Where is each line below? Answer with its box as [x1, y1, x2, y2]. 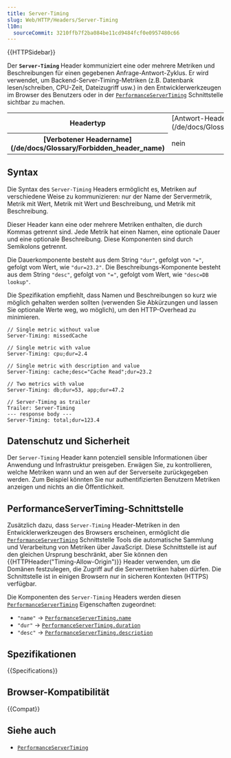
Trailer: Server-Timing [7, 404, 76, 411]
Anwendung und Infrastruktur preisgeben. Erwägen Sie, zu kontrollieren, [7, 461, 212, 469]
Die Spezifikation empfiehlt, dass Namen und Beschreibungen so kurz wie [7, 291, 217, 299]
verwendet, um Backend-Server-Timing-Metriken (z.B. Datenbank [7, 76, 194, 85]
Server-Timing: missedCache [7, 332, 88, 339]
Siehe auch [7, 725, 56, 737]
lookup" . [7, 277, 31, 286]
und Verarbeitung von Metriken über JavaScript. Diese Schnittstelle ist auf [7, 543, 217, 551]
